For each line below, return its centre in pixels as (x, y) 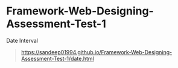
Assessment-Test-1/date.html (58, 58)
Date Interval (22, 40)
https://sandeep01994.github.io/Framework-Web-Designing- (97, 52)
